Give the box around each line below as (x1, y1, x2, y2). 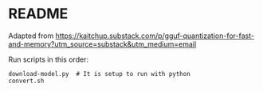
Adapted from (8, 31, 54, 40)
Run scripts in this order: (8, 55, 89, 64)
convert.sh (8, 77, 45, 85)
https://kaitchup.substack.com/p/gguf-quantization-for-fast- (55, 31, 255, 40)
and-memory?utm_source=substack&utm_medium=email (8, 39, 197, 48)
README (8, 5, 69, 23)
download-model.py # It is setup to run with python (8, 70, 191, 78)
